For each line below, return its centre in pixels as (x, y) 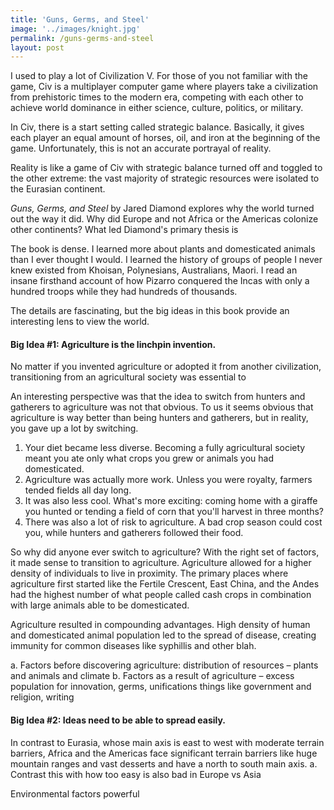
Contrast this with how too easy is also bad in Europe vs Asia (136, 774)
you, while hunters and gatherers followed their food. (134, 533)
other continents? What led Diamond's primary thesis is (124, 230)
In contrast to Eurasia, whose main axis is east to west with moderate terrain (167, 742)
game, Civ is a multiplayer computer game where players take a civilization (164, 87)
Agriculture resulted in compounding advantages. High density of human (160, 625)
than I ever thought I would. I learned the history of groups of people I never (166, 260)
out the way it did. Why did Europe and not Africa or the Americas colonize (164, 219)
